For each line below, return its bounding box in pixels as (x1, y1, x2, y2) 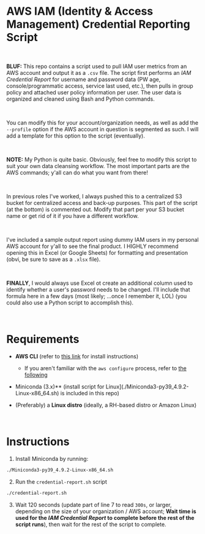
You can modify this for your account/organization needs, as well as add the (6, 118, 199, 126)
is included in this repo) (60, 389, 119, 397)
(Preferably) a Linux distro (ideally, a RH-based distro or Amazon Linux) (15, 401, 197, 409)
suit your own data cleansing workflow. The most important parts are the (6, 162, 190, 169)
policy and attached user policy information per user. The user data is (6, 88, 182, 96)
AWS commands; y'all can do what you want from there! (6, 169, 149, 176)
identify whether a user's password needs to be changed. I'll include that (6, 285, 191, 293)
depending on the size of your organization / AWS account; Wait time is (15, 508, 197, 515)
